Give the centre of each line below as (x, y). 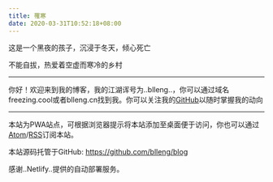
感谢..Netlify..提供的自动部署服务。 (66, 169)
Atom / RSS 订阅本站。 (43, 134)
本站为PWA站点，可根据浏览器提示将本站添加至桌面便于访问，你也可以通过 (134, 124)
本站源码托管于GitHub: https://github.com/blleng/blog (98, 151)
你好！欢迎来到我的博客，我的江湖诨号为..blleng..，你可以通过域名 (119, 89)
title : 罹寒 (27, 16)
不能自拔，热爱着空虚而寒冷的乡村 (65, 65)
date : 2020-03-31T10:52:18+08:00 (65, 23)
